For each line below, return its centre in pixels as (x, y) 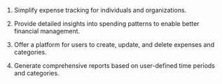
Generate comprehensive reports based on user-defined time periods (115, 65)
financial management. (47, 31)
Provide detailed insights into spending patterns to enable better (106, 23)
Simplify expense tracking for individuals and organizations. (100, 10)
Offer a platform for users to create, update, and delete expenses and (114, 44)
